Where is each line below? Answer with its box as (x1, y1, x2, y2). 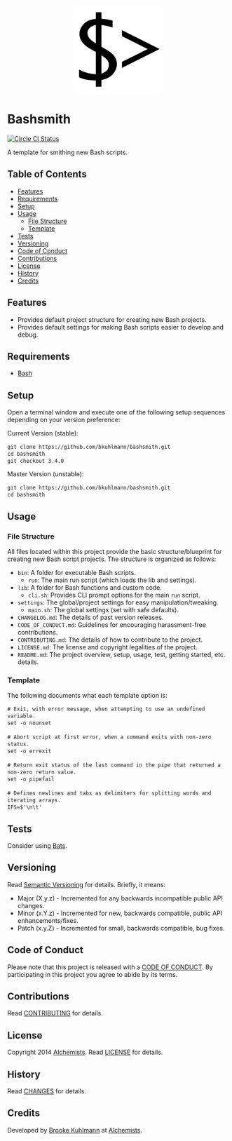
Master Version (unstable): (7, 470, 84, 478)
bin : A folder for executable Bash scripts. (17, 568, 137, 576)
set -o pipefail (7, 776, 55, 783)
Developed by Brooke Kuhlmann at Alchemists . (7, 1126, 142, 1134)
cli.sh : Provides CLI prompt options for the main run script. (27, 590, 200, 599)
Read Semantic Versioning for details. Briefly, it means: (7, 880, 166, 889)
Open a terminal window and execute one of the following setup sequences (7, 408, 226, 417)
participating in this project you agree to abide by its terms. (7, 970, 178, 978)
